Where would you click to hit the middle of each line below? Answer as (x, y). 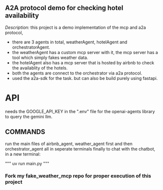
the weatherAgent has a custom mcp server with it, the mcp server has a (85, 52)
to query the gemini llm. (29, 116)
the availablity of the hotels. (40, 68)
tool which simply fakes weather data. (50, 57)
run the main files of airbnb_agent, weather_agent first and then (69, 144)
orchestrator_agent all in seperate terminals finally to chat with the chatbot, (80, 149)
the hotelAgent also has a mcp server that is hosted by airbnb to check (83, 62)
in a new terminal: (23, 154)
